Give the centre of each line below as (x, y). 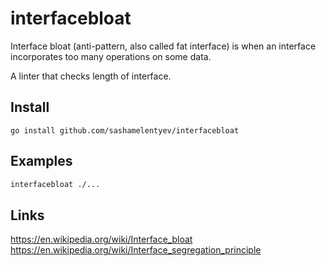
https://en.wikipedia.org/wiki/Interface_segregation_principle (136, 250)
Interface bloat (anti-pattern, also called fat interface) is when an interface (163, 46)
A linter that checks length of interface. (91, 76)
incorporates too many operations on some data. (111, 56)
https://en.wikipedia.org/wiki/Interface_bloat (101, 239)
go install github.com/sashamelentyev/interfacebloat (125, 130)
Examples (41, 161)
